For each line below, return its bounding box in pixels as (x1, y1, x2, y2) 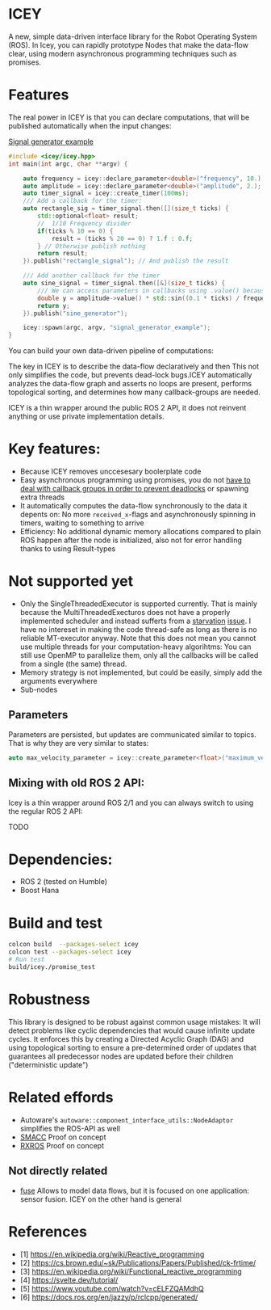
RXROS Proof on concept (19, 1140, 105, 1150)
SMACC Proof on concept (19, 1132, 106, 1142)
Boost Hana (19, 886, 60, 895)
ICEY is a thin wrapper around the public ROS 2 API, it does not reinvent (8, 403, 247, 413)
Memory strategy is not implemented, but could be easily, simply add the (19, 668, 263, 677)
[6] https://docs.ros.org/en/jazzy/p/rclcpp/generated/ (19, 1292, 198, 1302)
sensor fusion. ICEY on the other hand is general (19, 1194, 181, 1204)
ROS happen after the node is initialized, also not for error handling (19, 535, 242, 545)
